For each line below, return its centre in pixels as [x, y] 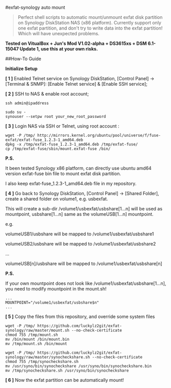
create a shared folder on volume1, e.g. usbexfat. [57, 199]
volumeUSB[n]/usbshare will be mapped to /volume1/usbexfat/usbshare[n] [84, 263]
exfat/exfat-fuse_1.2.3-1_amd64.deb [44, 140]
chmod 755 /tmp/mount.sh [32, 335]
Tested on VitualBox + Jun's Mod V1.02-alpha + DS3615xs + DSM [76, 43]
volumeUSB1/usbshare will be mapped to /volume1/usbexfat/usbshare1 [80, 234]
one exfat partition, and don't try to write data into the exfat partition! [90, 28]
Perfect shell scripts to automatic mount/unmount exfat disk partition [90, 17]
